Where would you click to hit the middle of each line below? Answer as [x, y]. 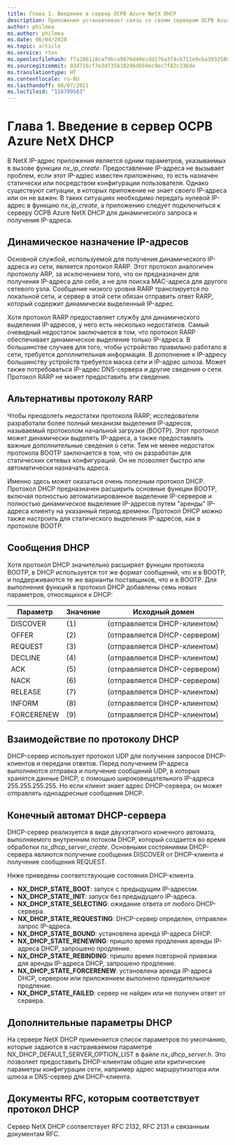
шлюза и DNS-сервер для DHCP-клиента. [70, 1076]
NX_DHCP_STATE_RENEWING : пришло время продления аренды [115, 941]
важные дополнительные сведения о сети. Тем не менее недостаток [111, 445]
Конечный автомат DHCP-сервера [87, 815]
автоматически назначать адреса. [59, 468]
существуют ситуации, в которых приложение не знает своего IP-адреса [117, 190]
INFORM [24, 703]
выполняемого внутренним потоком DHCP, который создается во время [116, 840]
